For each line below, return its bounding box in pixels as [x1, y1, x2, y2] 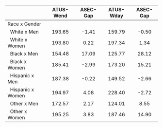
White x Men [10, 29, 39, 35]
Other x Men [10, 100, 39, 107]
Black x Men [10, 51, 38, 57]
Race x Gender [7, 20, 41, 27]
